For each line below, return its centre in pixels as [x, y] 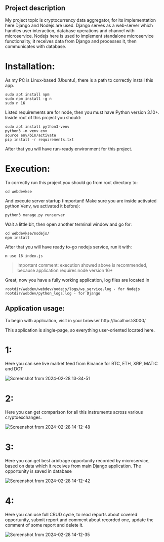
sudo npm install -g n [28, 99]
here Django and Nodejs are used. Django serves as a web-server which [79, 25]
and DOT [14, 369]
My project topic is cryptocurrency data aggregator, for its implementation [81, 20]
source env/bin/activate [31, 135]
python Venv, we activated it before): [43, 206]
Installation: [30, 66]
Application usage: [35, 309]
